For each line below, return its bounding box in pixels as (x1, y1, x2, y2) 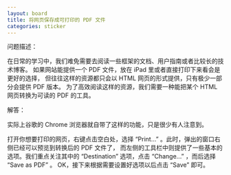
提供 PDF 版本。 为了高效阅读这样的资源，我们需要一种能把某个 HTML (19, 83, 218, 91)
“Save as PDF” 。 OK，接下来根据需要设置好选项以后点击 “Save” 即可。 (7, 161, 210, 169)
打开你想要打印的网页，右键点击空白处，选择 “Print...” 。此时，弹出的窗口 (7, 135, 215, 143)
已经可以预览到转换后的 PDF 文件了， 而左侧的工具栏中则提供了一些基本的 (12, 143, 223, 152)
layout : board (7, 10, 48, 17)
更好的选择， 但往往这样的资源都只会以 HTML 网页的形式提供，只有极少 (7, 74, 210, 82)
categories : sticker (7, 23, 67, 30)
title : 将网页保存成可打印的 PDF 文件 (7, 16, 106, 23)
